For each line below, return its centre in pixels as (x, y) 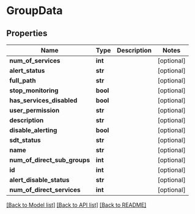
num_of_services (35, 61)
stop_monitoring (34, 90)
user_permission (35, 110)
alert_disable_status (39, 180)
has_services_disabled (43, 100)
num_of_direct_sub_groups (50, 160)
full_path (23, 80)
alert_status (27, 71)
